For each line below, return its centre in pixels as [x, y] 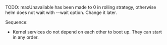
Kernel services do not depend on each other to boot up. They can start [87, 32]
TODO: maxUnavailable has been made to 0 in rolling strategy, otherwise [81, 7]
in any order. [25, 37]
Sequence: [16, 22]
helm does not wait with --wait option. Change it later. [61, 12]
